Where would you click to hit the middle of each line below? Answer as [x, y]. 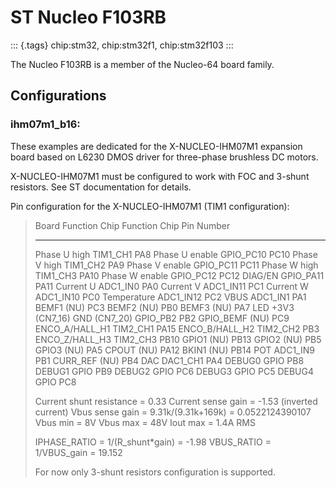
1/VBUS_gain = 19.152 [78, 452]
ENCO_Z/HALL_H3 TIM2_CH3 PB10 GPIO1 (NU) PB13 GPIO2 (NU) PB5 [178, 339]
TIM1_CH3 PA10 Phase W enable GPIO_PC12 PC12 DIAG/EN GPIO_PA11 [179, 275]
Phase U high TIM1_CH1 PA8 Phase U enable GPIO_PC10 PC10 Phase [176, 254]
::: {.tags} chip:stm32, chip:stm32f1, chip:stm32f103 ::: [122, 45]
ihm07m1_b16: [45, 124]
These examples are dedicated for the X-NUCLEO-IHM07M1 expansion [156, 146]
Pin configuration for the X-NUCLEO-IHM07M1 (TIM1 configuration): [150, 206]
